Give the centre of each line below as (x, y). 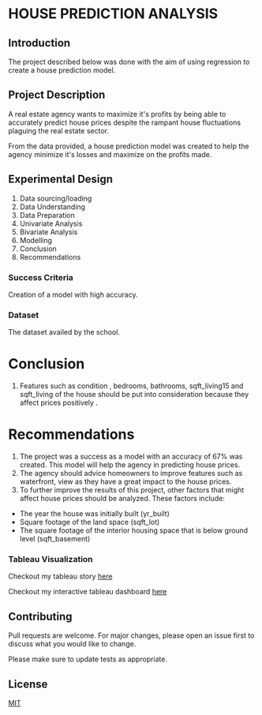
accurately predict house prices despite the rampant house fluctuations (125, 122)
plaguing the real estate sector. (58, 130)
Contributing (40, 616)
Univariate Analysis (51, 223)
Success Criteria (41, 277)
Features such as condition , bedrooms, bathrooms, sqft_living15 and (131, 386)
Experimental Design (60, 180)
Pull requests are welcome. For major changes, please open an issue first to (131, 635)
